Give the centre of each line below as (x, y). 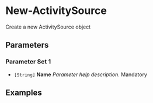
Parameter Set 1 (28, 62)
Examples (24, 93)
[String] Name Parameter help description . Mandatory (80, 74)
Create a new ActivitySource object (48, 27)
